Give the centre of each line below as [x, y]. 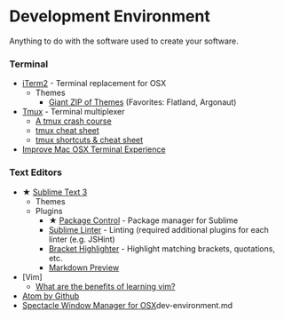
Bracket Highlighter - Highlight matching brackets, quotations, [162, 248]
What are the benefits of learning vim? [105, 286]
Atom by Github [51, 296]
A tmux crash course [74, 121]
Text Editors [36, 172]
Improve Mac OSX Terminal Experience [94, 149]
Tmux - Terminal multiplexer [73, 112]
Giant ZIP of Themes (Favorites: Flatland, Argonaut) [142, 102]
